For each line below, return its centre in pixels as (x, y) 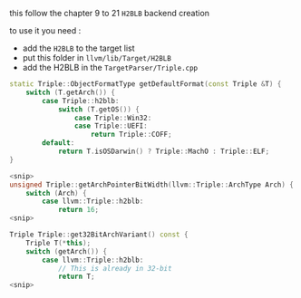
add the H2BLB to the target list (78, 48)
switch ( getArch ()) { (66, 251)
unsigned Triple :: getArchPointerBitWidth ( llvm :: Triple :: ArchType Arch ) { (152, 185)
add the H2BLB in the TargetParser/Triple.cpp (110, 67)
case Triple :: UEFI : (111, 126)
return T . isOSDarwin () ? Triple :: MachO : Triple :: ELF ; (164, 151)
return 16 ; (78, 210)
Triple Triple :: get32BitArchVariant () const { (99, 235)
